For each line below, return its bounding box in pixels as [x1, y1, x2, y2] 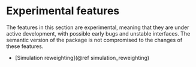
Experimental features [6, 4, 120, 18]
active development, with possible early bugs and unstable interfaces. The [6, 30, 191, 37]
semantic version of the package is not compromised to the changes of [6, 36, 183, 43]
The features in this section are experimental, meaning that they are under [6, 24, 189, 31]
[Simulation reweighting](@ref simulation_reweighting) [14, 54, 150, 61]
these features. [6, 43, 44, 50]
